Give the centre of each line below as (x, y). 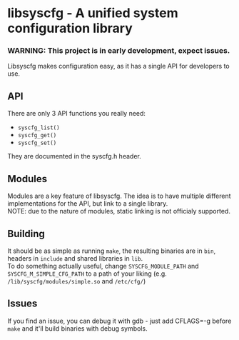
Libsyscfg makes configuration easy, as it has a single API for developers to (118, 66)
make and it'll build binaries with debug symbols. (77, 328)
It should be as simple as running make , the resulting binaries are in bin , (112, 251)
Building (26, 234)
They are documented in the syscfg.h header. (74, 156)
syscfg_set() (37, 143)
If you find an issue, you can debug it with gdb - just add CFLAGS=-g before (119, 321)
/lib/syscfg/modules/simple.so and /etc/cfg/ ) (77, 281)
